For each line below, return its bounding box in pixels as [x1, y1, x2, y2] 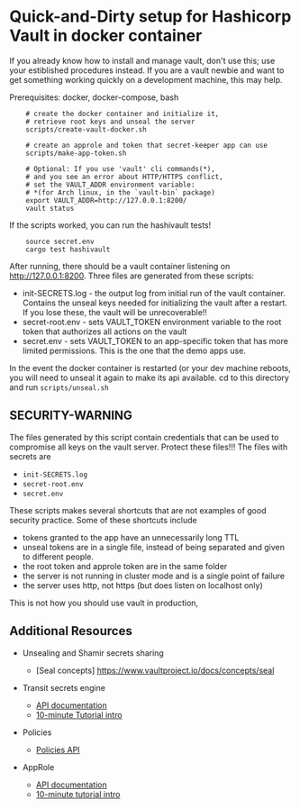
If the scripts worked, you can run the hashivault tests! [9, 219, 212, 231]
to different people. [22, 551, 95, 562]
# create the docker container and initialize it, [25, 109, 220, 118]
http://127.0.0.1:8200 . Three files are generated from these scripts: [9, 270, 255, 281]
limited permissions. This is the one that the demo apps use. [22, 345, 246, 356]
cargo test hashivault [25, 245, 111, 254]
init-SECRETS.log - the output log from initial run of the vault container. [22, 287, 286, 298]
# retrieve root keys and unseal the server [25, 117, 195, 126]
